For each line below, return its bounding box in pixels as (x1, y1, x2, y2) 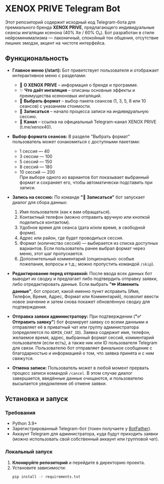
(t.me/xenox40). (19, 124, 52, 130)
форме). (19, 229, 37, 235)
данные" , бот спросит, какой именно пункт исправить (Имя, (12, 288, 140, 294)
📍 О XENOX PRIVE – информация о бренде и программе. (19, 82, 139, 88)
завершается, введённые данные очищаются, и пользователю (12, 375, 143, 381)
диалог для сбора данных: (12, 199, 68, 205)
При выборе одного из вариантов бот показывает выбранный (19, 174, 149, 180)
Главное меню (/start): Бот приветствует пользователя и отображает (12, 67, 159, 73)
